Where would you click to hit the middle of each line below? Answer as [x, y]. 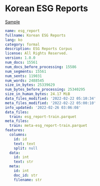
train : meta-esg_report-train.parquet [49, 126]
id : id [20, 139]
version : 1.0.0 [20, 58]
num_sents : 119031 [23, 76]
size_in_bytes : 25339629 [30, 85]
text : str [24, 162]
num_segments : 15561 [26, 71]
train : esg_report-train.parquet [43, 117]
